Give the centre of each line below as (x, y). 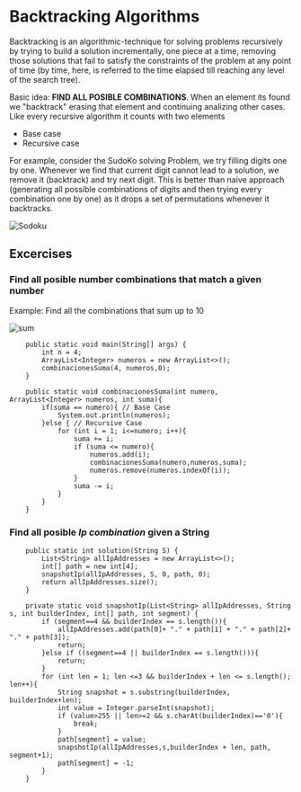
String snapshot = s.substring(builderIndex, (144, 692)
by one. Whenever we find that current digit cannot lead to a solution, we (144, 170)
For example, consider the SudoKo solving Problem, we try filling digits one (148, 160)
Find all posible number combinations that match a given (136, 280)
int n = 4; (62, 352)
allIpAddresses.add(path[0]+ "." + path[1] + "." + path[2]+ (174, 629)
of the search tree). (45, 79)
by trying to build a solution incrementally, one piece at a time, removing (143, 50)
